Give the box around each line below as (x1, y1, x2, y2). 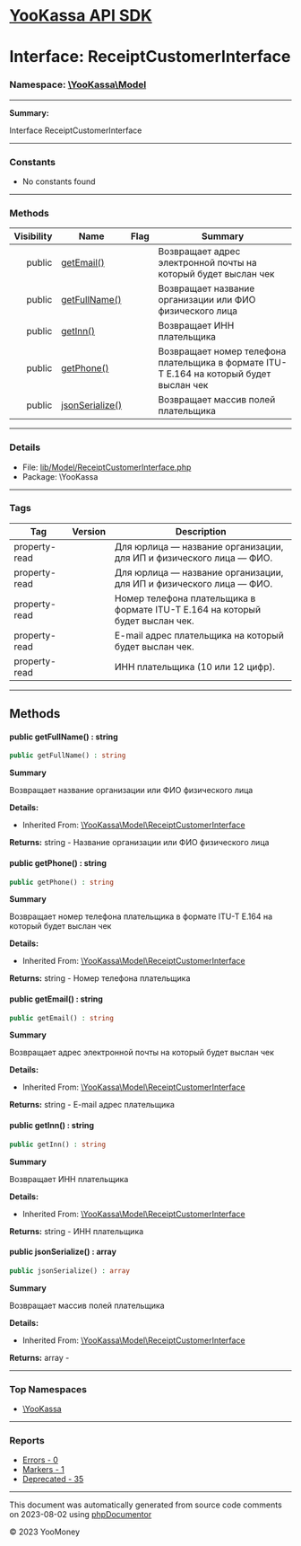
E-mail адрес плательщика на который (114, 629, 284, 641)
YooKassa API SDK (9, 5, 152, 26)
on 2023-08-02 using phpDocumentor (9, 1509, 152, 1520)
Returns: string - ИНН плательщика (9, 1225, 144, 1236)
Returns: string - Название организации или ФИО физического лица (9, 837, 270, 848)
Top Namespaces (9, 1383, 88, 1395)
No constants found (21, 176, 96, 187)
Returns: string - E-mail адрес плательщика (9, 1100, 175, 1110)
